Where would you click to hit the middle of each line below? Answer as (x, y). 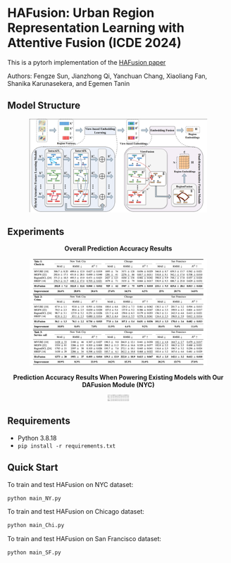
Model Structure (44, 106)
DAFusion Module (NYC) (118, 384)
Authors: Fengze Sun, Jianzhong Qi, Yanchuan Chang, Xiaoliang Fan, (107, 76)
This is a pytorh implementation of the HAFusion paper (87, 62)
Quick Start (33, 468)
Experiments (36, 231)
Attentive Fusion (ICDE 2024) (94, 43)
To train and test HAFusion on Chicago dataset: (76, 512)
